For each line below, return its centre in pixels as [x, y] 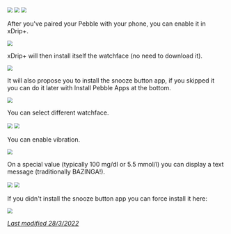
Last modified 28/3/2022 [43, 223]
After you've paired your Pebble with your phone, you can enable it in [107, 24]
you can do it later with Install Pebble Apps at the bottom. [89, 88]
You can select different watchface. [58, 112]
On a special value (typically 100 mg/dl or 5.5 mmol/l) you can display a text [115, 164]
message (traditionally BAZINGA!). [56, 172]
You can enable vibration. [44, 140]
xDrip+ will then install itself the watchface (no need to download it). [105, 56]
